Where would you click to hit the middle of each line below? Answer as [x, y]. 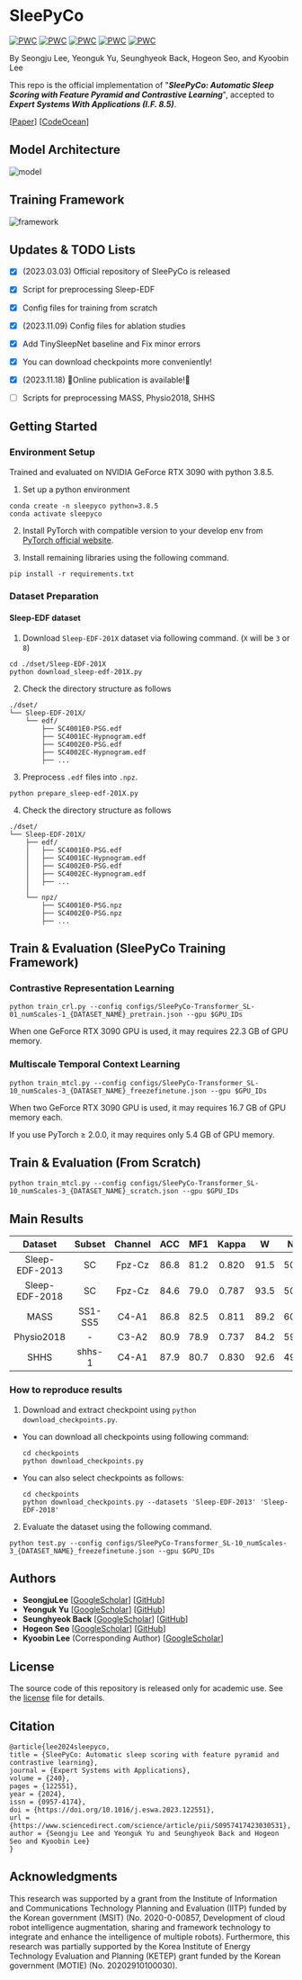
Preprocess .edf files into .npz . [80, 777]
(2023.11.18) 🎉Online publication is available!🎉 [106, 380]
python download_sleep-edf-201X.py [76, 671]
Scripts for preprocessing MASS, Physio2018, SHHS [119, 398]
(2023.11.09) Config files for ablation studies [104, 326]
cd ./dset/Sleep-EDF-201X [58, 664]
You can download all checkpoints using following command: [136, 1436]
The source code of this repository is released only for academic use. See [146, 1688]
